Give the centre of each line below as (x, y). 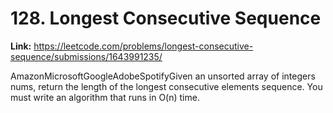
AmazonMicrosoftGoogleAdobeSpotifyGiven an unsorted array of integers (163, 76)
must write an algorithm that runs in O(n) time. (105, 97)
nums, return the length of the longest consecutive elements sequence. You (166, 86)
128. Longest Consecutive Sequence (166, 18)
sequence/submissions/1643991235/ (86, 56)
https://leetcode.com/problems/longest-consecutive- (143, 46)
